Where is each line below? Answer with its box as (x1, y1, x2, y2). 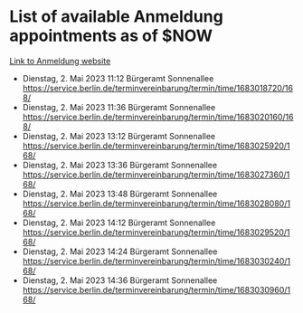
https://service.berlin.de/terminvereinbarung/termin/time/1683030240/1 (22, 255, 291, 266)
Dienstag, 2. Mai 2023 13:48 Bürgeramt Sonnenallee (22, 188, 218, 199)
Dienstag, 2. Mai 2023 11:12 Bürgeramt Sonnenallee (22, 72, 214, 83)
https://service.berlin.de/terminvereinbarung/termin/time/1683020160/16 (22, 111, 294, 122)
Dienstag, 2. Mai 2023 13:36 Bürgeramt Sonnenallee (22, 159, 218, 170)
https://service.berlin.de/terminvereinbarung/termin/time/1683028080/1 (22, 197, 291, 209)
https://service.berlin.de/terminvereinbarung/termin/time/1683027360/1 (22, 169, 290, 180)
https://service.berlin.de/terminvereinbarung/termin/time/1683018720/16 (22, 82, 294, 93)
